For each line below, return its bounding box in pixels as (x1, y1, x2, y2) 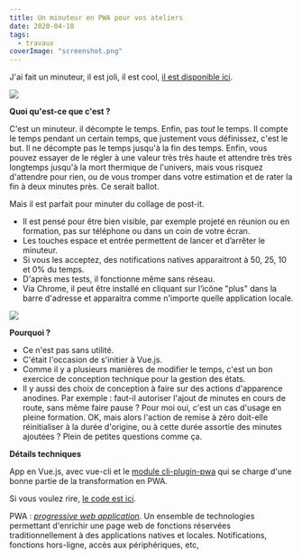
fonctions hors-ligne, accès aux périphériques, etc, (9, 539, 200, 551)
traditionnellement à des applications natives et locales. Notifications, (9, 530, 268, 541)
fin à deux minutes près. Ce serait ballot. (9, 182, 160, 192)
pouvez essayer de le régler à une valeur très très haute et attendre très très (9, 153, 293, 163)
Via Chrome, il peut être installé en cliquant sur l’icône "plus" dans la (22, 284, 278, 294)
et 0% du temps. (22, 264, 85, 275)
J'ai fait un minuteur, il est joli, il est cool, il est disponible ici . (9, 71, 233, 82)
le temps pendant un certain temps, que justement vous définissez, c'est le (9, 133, 288, 144)
